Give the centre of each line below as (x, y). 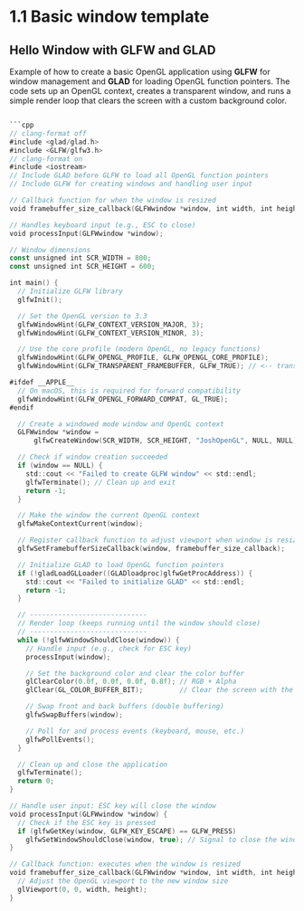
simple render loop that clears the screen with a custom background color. (148, 100)
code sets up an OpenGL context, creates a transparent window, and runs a (150, 91)
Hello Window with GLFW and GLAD (113, 50)
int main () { (34, 283)
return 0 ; (36, 781)
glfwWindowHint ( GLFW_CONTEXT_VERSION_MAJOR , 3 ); (111, 324)
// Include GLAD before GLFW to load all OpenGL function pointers (139, 176)
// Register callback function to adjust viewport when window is (145, 540)
